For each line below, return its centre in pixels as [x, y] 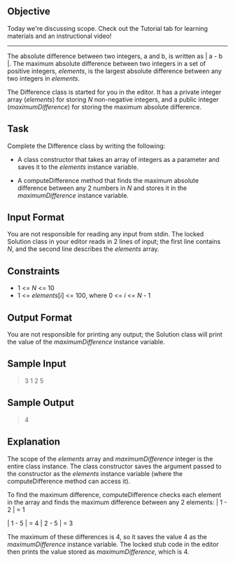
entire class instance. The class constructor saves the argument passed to [115, 466]
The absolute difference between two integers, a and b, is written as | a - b [115, 56]
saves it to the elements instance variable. [78, 167]
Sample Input [37, 364]
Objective [29, 12]
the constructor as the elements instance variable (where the [95, 473]
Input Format [36, 218]
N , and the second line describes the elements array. [83, 249]
